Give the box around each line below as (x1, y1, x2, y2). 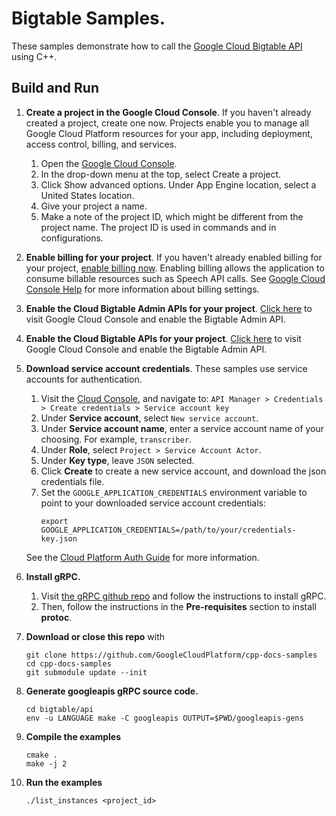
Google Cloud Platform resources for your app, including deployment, (25, 127, 313, 139)
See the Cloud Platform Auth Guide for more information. (25, 551, 260, 563)
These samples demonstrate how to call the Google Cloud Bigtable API (11, 40, 303, 52)
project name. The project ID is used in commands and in (40, 221, 277, 233)
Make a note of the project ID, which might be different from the (40, 210, 304, 222)
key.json (40, 533, 78, 544)
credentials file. (40, 475, 105, 487)
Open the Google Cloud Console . (40, 157, 178, 169)
